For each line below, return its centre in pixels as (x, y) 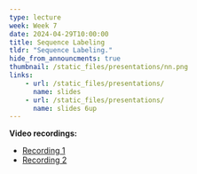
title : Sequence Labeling (57, 42)
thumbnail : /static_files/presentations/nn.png (99, 67)
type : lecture (35, 17)
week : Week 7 (33, 26)
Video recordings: (43, 133)
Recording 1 (43, 151)
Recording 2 (44, 160)
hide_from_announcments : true (65, 59)
